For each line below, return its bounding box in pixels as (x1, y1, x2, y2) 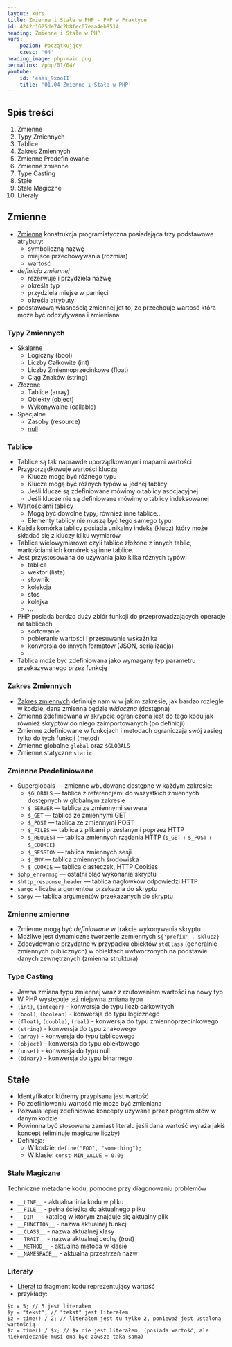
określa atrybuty (27, 296, 75, 304)
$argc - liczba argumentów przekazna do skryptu (17, 885, 158, 893)
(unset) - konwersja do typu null (17, 1046, 111, 1055)
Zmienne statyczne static (17, 748, 93, 757)
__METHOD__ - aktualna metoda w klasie (17, 1242, 127, 1250)
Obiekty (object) (27, 396, 74, 404)
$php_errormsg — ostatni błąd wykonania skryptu (17, 870, 157, 879)
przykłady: (17, 1289, 48, 1298)
